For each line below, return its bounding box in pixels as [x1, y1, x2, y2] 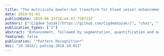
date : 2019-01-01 [5, 12, 41, 17]
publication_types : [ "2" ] [5, 25, 58, 30]
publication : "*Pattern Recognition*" [5, 39, 84, 44]
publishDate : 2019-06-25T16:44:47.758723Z [5, 16, 93, 21]
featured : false [5, 35, 38, 39]
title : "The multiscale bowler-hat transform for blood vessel [5, 7, 137, 12]
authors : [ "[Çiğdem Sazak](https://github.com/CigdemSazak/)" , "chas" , [5, 20, 154, 26]
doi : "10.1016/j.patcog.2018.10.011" [5, 43, 82, 48]
